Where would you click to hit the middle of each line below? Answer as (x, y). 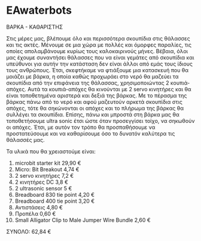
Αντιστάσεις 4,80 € (39, 207)
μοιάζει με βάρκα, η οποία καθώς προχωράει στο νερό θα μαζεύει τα (92, 76)
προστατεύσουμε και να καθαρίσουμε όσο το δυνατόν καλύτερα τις (91, 133)
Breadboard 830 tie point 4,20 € (54, 194)
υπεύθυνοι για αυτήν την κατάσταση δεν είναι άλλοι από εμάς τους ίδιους (100, 64)
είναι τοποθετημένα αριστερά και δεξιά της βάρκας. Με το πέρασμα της (97, 95)
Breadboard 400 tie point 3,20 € (55, 201)
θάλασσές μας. (25, 140)
